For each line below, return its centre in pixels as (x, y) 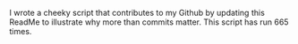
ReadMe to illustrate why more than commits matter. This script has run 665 (149, 22)
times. (21, 31)
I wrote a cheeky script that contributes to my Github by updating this (137, 13)
